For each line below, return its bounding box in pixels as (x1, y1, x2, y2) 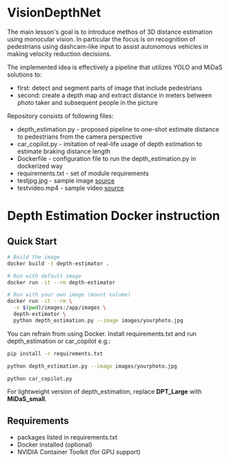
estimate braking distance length (17, 147, 111, 155)
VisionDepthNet (7, 5, 101, 21)
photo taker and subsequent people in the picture (17, 98, 159, 106)
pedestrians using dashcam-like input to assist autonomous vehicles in (7, 42, 209, 50)
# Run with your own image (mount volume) (7, 291, 131, 298)
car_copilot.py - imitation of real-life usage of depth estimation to (17, 139, 202, 148)
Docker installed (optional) (17, 440, 92, 449)
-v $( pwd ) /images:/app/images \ (13, 304, 107, 311)
